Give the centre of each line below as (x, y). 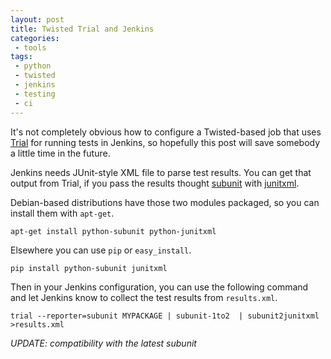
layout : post (37, 19)
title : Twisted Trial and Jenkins (82, 29)
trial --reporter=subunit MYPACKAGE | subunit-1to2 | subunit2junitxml (165, 316)
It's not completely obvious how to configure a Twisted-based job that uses (166, 132)
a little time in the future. (60, 153)
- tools (30, 47)
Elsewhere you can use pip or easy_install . (101, 250)
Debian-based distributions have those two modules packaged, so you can (165, 202)
